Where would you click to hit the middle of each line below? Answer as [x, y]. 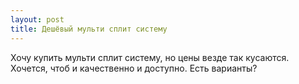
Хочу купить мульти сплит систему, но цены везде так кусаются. [150, 57]
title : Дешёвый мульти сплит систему [89, 29]
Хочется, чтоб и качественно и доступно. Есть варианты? [134, 68]
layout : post [37, 19]
